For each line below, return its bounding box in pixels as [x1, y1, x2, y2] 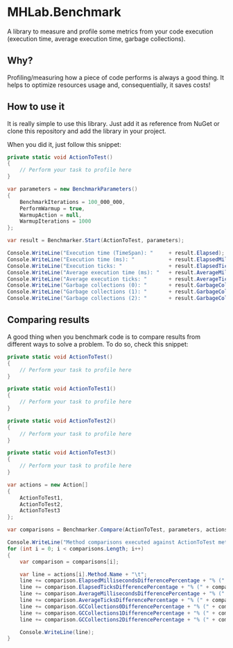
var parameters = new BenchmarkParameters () [7, 186, 138, 193]
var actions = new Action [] [7, 481, 89, 488]
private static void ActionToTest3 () [7, 450, 116, 457]
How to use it [7, 101, 65, 113]
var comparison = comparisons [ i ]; [19, 558, 119, 565]
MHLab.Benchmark [7, 4, 121, 20]
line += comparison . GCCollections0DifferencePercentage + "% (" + [19, 603, 216, 610]
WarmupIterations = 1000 [19, 218, 92, 225]
